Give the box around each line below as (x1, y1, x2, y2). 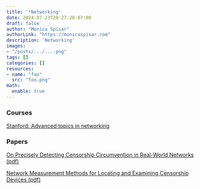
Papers (6, 138, 28, 146)
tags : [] (6, 54, 29, 60)
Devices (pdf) (6, 176, 41, 184)
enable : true (12, 88, 45, 94)
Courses (6, 108, 32, 116)
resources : (6, 65, 34, 72)
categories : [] (6, 60, 45, 66)
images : (6, 43, 26, 49)
